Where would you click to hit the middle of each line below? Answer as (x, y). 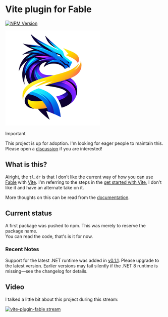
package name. (21, 231)
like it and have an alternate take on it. (45, 187)
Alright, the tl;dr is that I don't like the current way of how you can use (79, 177)
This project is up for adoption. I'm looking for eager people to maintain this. (84, 143)
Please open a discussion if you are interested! (54, 148)
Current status (29, 213)
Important (15, 133)
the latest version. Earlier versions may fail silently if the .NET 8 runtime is (81, 266)
